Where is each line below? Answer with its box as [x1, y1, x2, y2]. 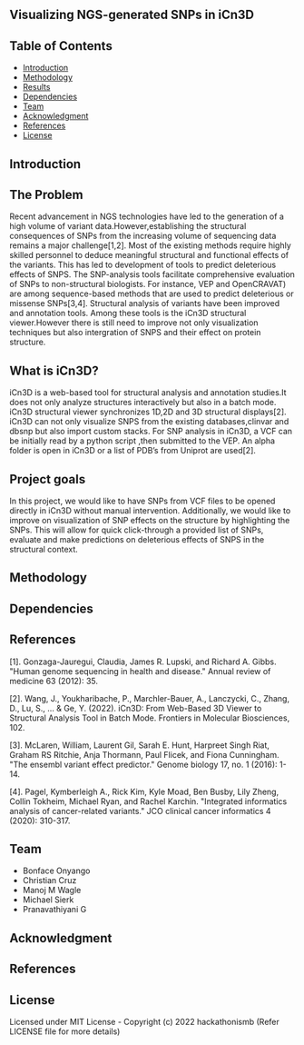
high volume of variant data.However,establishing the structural [9, 221, 247, 232]
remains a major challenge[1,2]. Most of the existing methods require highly [9, 240, 292, 251]
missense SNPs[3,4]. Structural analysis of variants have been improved [9, 298, 279, 309]
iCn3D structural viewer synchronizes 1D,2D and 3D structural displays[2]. [9, 406, 288, 417]
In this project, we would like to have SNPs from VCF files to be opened [9, 495, 276, 507]
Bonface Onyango [22, 865, 91, 876]
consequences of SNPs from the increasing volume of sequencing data [9, 231, 277, 242]
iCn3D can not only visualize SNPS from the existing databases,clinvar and [9, 416, 289, 427]
